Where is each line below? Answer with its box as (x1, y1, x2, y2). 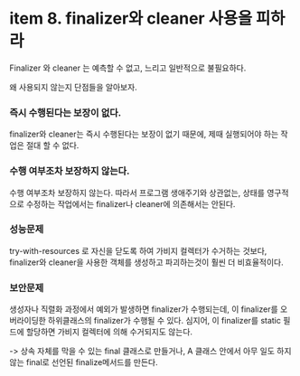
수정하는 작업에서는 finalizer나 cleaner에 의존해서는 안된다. (25, 198, 236, 209)
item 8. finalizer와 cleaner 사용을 (9, 8, 253, 29)
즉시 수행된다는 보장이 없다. (9, 106, 122, 118)
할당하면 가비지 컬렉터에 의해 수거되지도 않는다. (25, 326, 192, 337)
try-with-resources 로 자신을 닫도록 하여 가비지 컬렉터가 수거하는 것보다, (9, 245, 267, 256)
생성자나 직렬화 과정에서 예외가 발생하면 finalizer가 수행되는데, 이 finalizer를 (9, 304, 278, 315)
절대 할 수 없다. (25, 140, 80, 151)
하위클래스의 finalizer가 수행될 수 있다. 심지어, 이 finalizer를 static (48, 315, 282, 326)
